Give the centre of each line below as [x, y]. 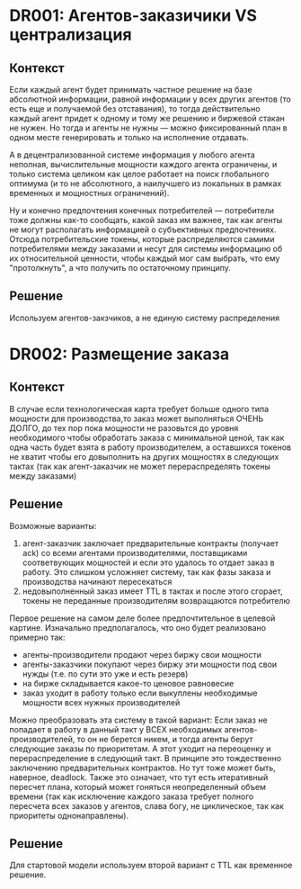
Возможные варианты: [53, 525]
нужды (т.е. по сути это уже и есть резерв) [105, 673]
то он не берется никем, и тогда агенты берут [165, 739]
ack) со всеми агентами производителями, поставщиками [135, 552]
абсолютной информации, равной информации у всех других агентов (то [150, 99]
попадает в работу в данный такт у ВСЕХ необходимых [116, 729]
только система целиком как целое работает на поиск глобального [139, 174]
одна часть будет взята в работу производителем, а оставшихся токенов [150, 447]
